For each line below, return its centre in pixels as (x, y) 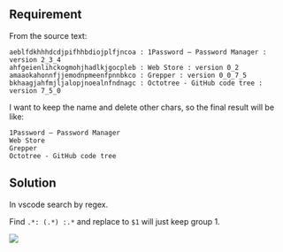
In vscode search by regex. (59, 204)
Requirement (46, 15)
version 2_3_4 (35, 60)
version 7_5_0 (35, 91)
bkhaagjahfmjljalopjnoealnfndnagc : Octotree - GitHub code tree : (136, 83)
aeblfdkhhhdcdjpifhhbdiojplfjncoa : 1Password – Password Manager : (138, 52)
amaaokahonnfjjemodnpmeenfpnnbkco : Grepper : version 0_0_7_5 (128, 75)
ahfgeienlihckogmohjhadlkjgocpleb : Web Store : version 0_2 (124, 67)
